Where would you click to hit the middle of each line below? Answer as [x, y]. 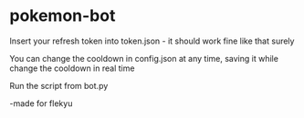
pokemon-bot [63, 16]
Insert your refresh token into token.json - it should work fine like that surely [152, 41]
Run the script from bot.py [59, 85]
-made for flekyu [41, 103]
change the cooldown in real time [72, 68]
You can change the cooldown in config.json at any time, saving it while [144, 58]
